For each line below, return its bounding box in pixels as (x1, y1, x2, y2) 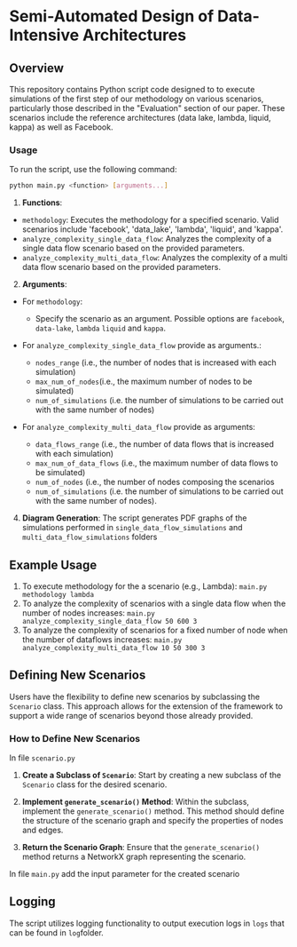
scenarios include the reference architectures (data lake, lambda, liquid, (9, 113, 272, 123)
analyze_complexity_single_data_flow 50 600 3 (21, 617, 198, 625)
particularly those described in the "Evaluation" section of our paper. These (9, 103, 285, 113)
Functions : (21, 197, 63, 208)
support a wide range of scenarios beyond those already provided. (9, 710, 254, 720)
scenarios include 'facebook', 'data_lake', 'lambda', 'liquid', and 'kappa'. (21, 224, 284, 235)
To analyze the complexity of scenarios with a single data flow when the (21, 598, 286, 609)
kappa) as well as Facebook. (9, 122, 113, 132)
